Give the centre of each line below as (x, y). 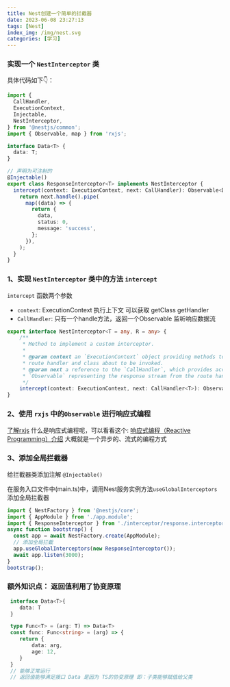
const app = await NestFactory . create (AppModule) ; (87, 536)
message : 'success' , (67, 229)
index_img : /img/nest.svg (44, 33)
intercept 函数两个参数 (40, 295)
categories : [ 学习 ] (34, 39)
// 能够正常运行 (30, 671)
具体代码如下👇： (31, 80)
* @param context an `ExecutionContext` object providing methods (119, 357)
